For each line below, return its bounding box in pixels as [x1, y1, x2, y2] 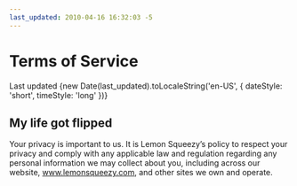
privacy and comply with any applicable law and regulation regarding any [9, 148, 277, 159]
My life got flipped [9, 115, 113, 130]
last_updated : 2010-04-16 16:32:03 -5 [9, 12, 153, 22]
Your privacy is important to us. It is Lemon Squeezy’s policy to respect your [9, 139, 288, 150]
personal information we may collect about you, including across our [9, 158, 261, 168]
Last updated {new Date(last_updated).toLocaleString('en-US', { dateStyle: [9, 81, 283, 91]
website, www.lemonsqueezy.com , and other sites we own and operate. [9, 167, 273, 178]
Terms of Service [9, 50, 139, 71]
